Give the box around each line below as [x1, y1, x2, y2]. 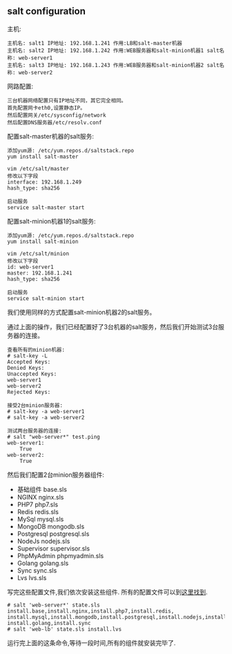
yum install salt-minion [7, 238, 79, 245]
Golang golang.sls [17, 559, 69, 567]
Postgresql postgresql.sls [17, 529, 90, 537]
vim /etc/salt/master [7, 165, 70, 172]
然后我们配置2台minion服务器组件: [7, 470, 105, 479]
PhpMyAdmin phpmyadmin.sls [17, 551, 104, 559]
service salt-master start [7, 204, 85, 211]
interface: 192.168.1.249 [7, 179, 81, 186]
